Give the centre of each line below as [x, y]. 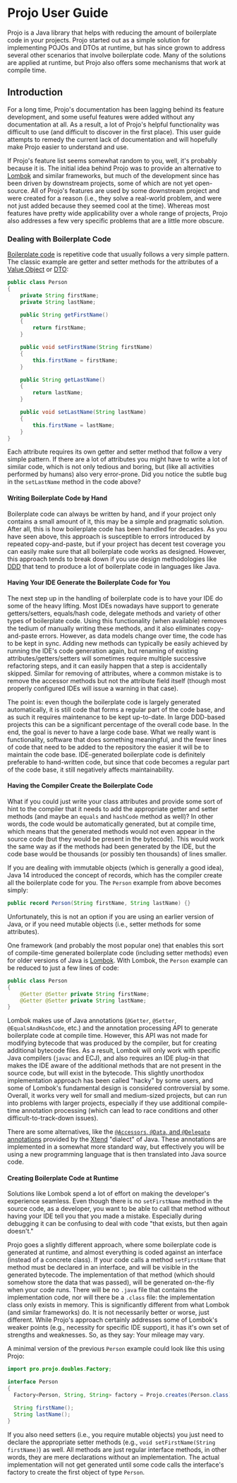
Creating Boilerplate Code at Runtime [63, 1178]
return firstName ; [60, 328]
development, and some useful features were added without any [101, 117]
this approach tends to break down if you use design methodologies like [112, 559]
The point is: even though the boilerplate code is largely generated [104, 702]
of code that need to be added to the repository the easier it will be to [108, 747]
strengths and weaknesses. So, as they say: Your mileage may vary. [106, 1335]
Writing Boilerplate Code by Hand [57, 498]
